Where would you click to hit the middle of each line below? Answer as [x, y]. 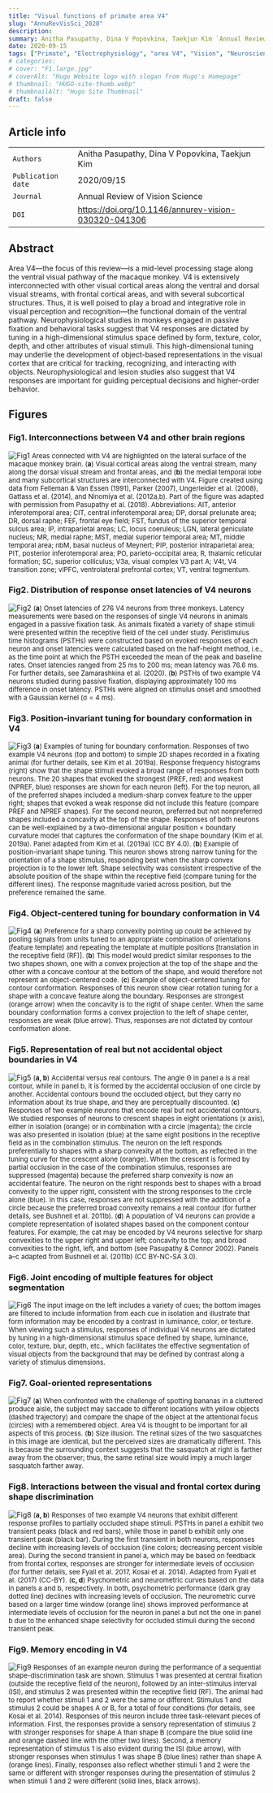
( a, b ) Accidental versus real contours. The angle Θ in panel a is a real [141, 1078]
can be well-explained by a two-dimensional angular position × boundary [122, 828]
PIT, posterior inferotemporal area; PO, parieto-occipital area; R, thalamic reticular [135, 553]
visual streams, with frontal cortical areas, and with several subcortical [127, 294]
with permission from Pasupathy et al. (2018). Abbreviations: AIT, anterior [122, 504]
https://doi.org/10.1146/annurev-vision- [157, 210]
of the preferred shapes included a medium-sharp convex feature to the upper [130, 795]
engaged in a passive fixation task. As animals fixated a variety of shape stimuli [132, 624]
